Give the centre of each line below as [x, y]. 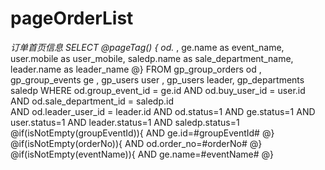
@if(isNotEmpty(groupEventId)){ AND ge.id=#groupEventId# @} [142, 133]
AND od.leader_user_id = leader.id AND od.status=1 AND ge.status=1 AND [163, 111]
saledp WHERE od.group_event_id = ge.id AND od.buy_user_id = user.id [158, 90]
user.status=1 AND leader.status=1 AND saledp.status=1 [125, 122]
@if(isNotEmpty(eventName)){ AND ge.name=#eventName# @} [142, 154]
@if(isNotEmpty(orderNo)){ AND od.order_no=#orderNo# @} [136, 143]
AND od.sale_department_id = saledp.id [92, 101]
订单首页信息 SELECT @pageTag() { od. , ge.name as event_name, [147, 47]
